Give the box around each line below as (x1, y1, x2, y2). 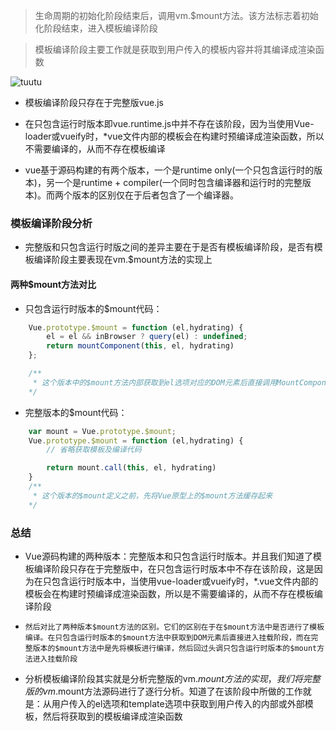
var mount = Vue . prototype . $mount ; (28, 426, 177, 436)
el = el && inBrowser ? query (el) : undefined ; (46, 332, 248, 342)
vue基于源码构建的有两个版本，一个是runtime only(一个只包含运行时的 (24, 164, 315, 176)
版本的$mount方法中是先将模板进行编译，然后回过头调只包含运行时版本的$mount (32, 643, 318, 653)
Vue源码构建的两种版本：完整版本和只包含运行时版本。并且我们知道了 (24, 550, 313, 562)
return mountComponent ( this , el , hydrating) (46, 341, 235, 351)
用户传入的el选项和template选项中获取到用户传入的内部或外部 (51, 697, 305, 709)
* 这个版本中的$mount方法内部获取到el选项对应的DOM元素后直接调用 (32, 377, 278, 388)
